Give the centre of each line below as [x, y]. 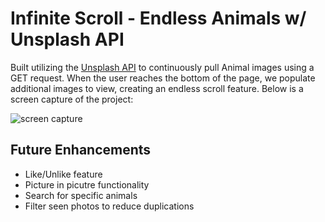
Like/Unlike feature [63, 174]
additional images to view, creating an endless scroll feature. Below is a [157, 88]
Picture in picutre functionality [87, 184]
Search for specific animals [81, 195]
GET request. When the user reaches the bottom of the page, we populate [163, 78]
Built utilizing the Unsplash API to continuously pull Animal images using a [162, 67]
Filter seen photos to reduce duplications [109, 206]
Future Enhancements [81, 150]
